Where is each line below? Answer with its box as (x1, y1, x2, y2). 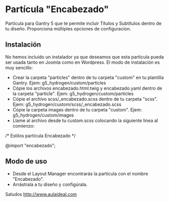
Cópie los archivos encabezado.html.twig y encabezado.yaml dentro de (12, 85, 163, 91)
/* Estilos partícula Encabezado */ (5, 133, 76, 139)
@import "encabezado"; (5, 142, 56, 148)
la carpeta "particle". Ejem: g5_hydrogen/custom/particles (12, 90, 134, 97)
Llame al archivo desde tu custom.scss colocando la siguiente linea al (12, 117, 158, 124)
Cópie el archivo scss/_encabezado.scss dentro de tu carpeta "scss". (12, 96, 158, 102)
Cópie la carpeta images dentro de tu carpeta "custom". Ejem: (12, 106, 142, 112)
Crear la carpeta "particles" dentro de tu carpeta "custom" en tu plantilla (12, 74, 164, 80)
